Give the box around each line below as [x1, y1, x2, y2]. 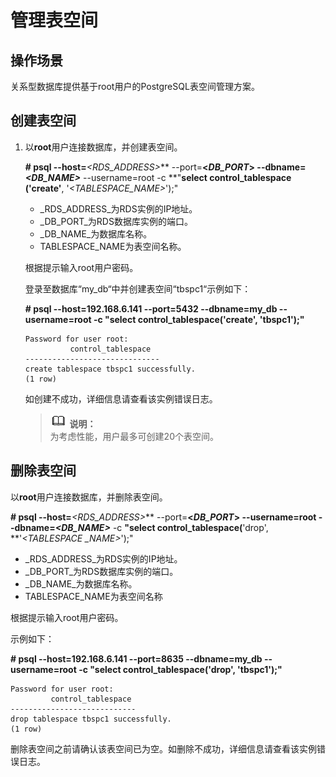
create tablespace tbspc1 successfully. [24, 364, 196, 374]
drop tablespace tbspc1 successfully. [10, 714, 172, 724]
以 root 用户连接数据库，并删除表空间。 [10, 491, 168, 503]
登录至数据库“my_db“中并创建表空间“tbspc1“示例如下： [24, 282, 252, 295]
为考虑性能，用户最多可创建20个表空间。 [49, 430, 219, 442]
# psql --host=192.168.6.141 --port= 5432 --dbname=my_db [24, 302, 278, 315]
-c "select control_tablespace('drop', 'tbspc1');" [78, 663, 283, 675]
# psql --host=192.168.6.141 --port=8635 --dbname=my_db [10, 652, 263, 665]
